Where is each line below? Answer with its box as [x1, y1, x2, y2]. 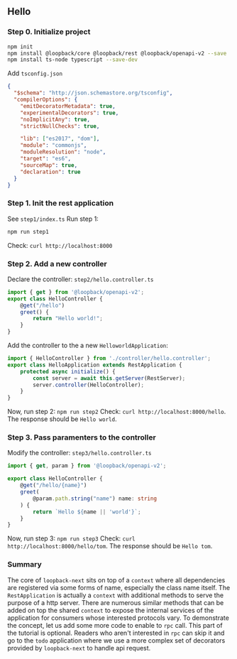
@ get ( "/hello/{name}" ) [20, 482, 87, 489]
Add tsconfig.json [7, 69, 62, 77]
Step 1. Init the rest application [7, 198, 114, 208]
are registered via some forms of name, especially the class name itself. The [7, 583, 231, 592]
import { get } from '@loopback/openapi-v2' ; [7, 288, 144, 295]
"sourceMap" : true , [20, 161, 78, 169]
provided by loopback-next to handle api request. [7, 643, 151, 652]
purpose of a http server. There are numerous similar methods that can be [7, 598, 224, 606]
